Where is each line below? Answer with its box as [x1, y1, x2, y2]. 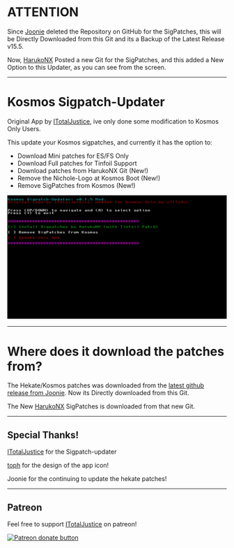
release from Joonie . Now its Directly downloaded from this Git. [7, 389, 189, 397]
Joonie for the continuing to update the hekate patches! [7, 475, 167, 483]
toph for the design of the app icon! [7, 461, 109, 470]
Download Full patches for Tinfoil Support [17, 158, 137, 168]
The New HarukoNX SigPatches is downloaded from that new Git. [7, 402, 196, 410]
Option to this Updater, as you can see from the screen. [7, 63, 166, 71]
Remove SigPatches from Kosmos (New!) [17, 181, 136, 189]
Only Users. [7, 124, 41, 133]
